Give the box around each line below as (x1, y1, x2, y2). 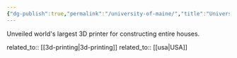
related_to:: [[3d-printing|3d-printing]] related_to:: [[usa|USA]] (6, 43, 188, 51)
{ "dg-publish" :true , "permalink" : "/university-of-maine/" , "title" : (6, 10, 207, 17)
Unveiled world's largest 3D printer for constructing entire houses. (6, 29, 200, 38)
